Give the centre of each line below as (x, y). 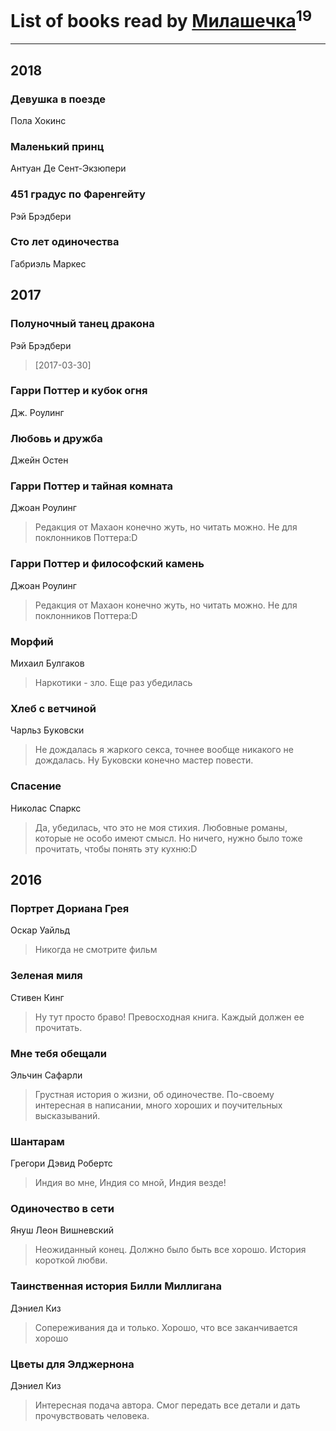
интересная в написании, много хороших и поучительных (158, 1105)
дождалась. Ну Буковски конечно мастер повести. (144, 760)
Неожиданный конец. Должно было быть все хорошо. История (170, 1250)
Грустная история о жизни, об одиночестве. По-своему (154, 1094)
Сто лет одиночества (65, 242)
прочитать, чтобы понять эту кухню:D (116, 848)
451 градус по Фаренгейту (78, 194)
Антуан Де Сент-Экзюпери (68, 168)
